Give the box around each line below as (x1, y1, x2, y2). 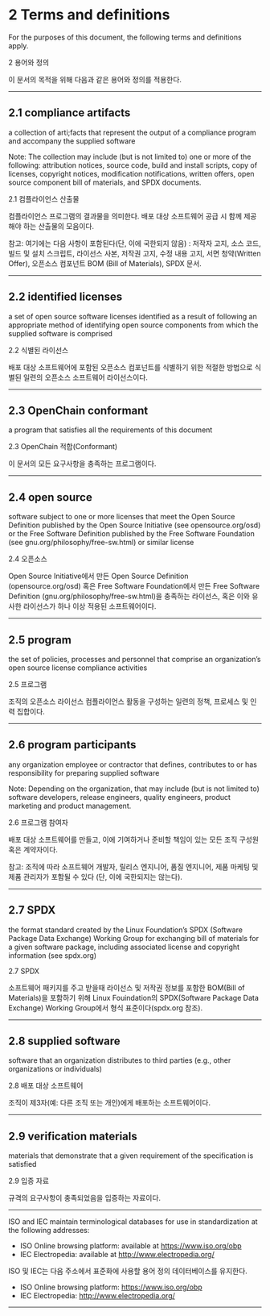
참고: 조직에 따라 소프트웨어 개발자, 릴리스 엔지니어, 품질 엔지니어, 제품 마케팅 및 (8, 861, 259, 872)
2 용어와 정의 (8, 57, 50, 67)
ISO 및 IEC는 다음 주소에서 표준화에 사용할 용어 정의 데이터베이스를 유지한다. (8, 1266, 247, 1276)
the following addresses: (8, 1226, 90, 1235)
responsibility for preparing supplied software (8, 768, 160, 777)
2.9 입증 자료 (8, 1176, 50, 1186)
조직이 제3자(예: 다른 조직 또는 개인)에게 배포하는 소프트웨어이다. (8, 1098, 211, 1108)
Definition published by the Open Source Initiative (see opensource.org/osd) (8, 520, 261, 530)
